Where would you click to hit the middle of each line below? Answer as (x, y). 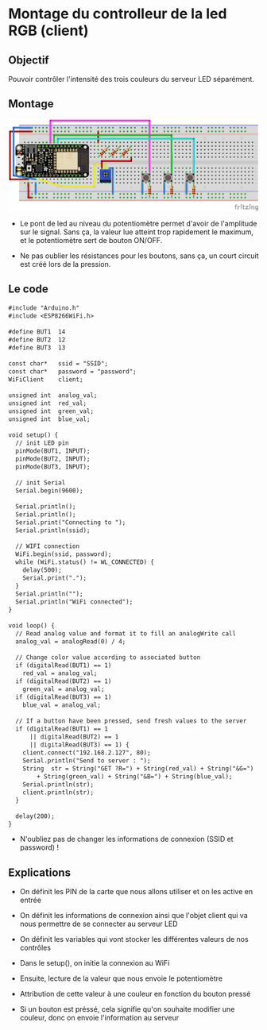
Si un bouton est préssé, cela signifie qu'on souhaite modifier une (127, 1009)
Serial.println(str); (58, 785)
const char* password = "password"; (72, 372)
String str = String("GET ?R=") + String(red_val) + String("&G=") (138, 769)
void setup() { (33, 435)
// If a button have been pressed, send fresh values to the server (131, 721)
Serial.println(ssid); (53, 530)
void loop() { (32, 626)
